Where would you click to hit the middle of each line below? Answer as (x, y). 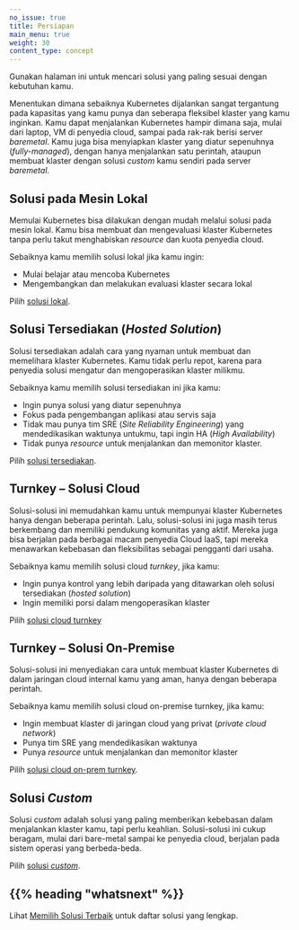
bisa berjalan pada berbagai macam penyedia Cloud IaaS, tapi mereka (139, 539)
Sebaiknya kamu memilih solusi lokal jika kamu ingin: (107, 256)
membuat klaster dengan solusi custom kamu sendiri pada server (130, 161)
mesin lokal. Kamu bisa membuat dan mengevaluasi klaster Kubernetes (141, 229)
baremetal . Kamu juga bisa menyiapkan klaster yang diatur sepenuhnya (142, 142)
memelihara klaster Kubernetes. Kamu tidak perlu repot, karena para (136, 360)
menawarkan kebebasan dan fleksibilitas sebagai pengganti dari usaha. (141, 548)
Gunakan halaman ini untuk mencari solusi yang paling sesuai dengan (138, 76)
